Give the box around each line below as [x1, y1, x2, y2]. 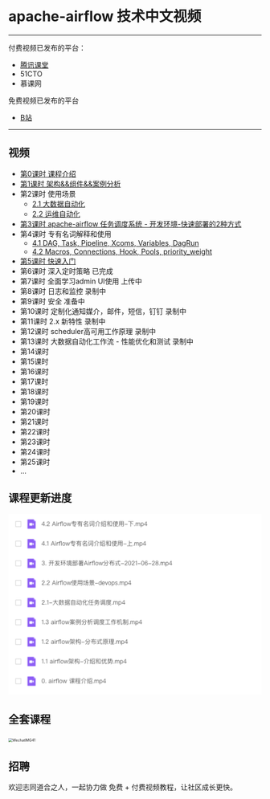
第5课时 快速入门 [19, 256, 76, 266]
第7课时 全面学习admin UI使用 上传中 [19, 276, 143, 286]
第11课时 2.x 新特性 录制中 [19, 316, 106, 326]
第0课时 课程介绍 [19, 169, 76, 178]
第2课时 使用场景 [19, 189, 76, 198]
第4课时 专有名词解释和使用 [19, 229, 112, 238]
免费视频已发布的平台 [8, 96, 79, 105]
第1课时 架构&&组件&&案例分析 [19, 178, 121, 189]
